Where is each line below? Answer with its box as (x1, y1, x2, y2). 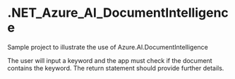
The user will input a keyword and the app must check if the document (7, 56, 213, 64)
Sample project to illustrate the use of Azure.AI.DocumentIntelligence (7, 43, 208, 51)
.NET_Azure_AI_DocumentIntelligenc (7, 5, 229, 21)
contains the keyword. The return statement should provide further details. (7, 64, 224, 72)
